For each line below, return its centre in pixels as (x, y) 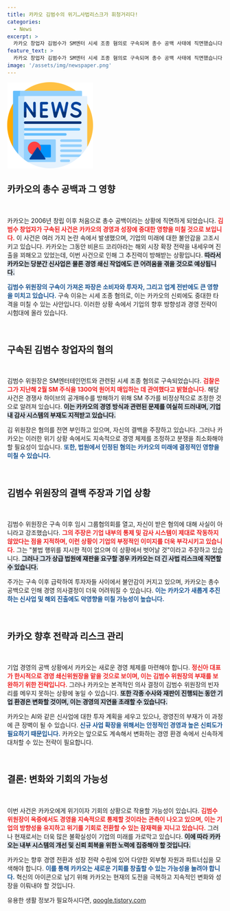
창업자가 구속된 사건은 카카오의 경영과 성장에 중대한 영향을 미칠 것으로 (112, 229)
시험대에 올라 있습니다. (37, 313)
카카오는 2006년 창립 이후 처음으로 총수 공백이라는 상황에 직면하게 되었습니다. (112, 220)
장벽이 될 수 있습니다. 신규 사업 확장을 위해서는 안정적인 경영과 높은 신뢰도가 (122, 725)
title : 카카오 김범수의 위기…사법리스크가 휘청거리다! (73, 14)
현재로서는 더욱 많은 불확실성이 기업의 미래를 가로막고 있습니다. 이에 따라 (111, 836)
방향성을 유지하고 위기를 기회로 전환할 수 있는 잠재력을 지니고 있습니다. (113, 828)
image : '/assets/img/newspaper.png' (59, 65)
